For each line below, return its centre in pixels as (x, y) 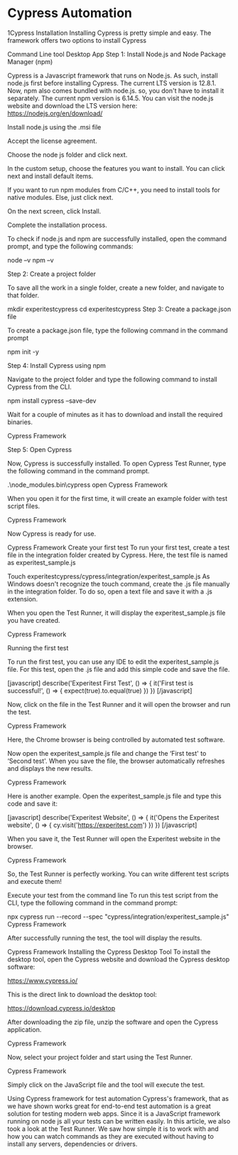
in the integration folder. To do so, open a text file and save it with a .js (110, 591)
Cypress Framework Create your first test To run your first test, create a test (119, 547)
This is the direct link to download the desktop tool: (82, 994)
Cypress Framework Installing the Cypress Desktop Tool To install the (109, 951)
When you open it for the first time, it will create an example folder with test (118, 498)
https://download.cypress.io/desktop (61, 1008)
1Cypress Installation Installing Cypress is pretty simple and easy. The (109, 33)
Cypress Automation (70, 13)
